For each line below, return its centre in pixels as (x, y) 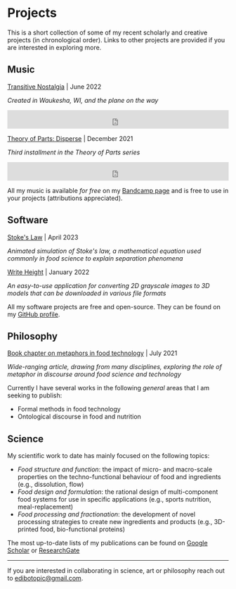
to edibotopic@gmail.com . (45, 578)
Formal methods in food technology (69, 409)
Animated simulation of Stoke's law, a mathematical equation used (104, 251)
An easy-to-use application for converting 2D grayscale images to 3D (109, 285)
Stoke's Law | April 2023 (43, 237)
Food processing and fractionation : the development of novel (106, 514)
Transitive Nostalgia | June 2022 (54, 87)
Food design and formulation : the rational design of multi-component (118, 492)
